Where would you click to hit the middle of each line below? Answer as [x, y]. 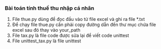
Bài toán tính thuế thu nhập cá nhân [50, 8]
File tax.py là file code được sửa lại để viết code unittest [71, 36]
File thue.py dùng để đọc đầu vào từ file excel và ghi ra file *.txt [78, 19]
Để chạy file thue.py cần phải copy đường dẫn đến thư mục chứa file [84, 24]
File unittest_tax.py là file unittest [47, 41]
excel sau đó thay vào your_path [46, 30]
